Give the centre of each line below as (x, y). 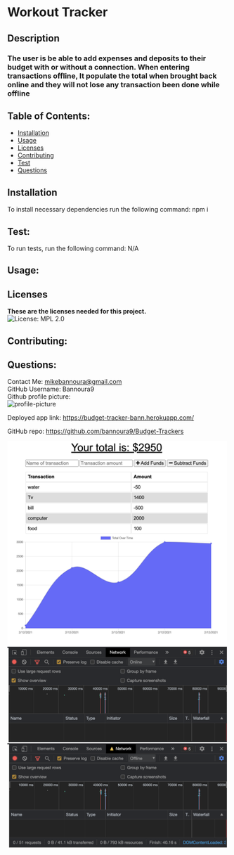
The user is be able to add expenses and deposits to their (107, 58)
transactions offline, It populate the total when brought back (112, 76)
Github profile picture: (39, 397)
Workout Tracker (58, 12)
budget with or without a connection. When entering (98, 67)
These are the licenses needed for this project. (77, 311)
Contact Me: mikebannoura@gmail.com (65, 382)
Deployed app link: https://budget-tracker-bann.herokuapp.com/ (101, 418)
